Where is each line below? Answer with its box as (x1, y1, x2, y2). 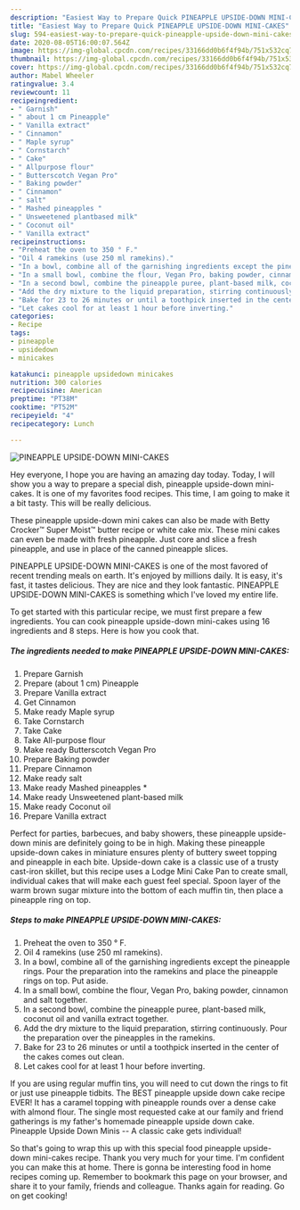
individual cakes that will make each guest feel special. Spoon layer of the (10, 875, 281, 886)
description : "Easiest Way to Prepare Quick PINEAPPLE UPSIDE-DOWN (10, 13, 266, 22)
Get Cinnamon (22, 697, 77, 707)
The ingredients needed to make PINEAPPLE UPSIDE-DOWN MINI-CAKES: (10, 646, 290, 656)
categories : (10, 312, 54, 321)
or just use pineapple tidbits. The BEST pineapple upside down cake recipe (10, 1087, 286, 1098)
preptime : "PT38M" (10, 395, 78, 404)
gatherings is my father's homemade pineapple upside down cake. (10, 1115, 255, 1126)
